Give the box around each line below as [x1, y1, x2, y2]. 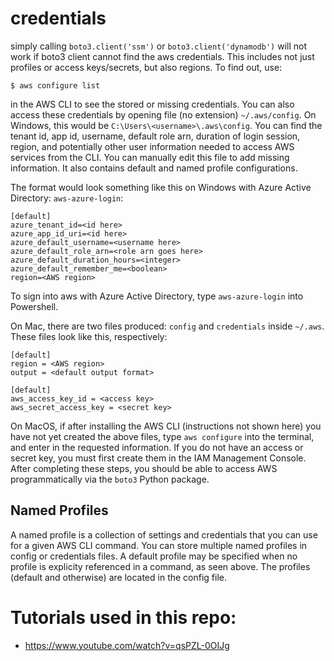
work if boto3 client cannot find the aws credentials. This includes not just [10, 50, 315, 62]
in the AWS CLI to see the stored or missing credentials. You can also [10, 98, 295, 110]
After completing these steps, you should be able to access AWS [10, 462, 278, 474]
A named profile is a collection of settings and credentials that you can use [10, 528, 318, 541]
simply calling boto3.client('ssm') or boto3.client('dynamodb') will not [10, 40, 307, 52]
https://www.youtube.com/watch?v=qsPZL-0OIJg [24, 639, 230, 651]
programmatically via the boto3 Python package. [10, 473, 210, 485]
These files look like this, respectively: [10, 330, 168, 342]
